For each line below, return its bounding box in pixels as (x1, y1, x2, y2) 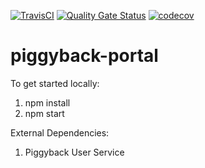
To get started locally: (10, 77, 100, 89)
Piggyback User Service (24, 146, 125, 158)
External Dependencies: (10, 126, 110, 139)
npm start (24, 107, 65, 119)
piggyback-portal (10, 45, 159, 67)
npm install (24, 96, 71, 109)
